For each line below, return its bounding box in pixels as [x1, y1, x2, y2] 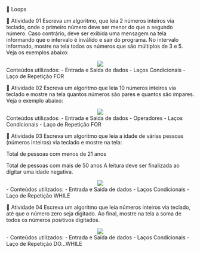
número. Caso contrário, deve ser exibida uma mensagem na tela [6, 30, 167, 37]
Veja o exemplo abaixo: [6, 97, 64, 104]
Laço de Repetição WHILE [6, 192, 70, 199]
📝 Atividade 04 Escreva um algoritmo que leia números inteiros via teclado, [6, 203, 191, 211]
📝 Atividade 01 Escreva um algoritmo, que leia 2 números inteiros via [6, 17, 174, 24]
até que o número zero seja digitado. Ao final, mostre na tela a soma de [6, 210, 182, 217]
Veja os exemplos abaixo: [6, 49, 69, 56]
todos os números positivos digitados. [6, 217, 100, 223]
